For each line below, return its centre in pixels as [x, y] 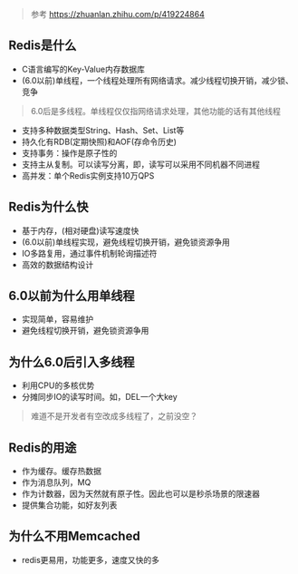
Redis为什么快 [48, 207]
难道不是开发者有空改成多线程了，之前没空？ [114, 416]
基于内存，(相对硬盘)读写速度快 [80, 230]
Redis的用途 [43, 448]
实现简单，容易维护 [58, 319]
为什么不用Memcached [75, 536]
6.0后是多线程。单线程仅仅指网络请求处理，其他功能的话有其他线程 [156, 111]
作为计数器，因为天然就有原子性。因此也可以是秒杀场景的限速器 [140, 494]
